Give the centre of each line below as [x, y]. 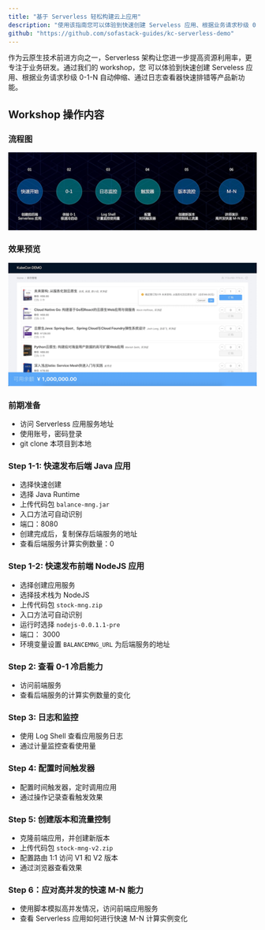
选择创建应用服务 [47, 585]
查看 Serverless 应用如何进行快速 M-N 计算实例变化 [103, 918]
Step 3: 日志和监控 [43, 717]
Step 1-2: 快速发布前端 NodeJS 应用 [76, 566]
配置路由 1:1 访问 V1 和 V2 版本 [69, 857]
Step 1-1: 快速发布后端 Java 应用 [70, 466]
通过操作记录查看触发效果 [61, 797]
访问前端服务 [40, 685]
